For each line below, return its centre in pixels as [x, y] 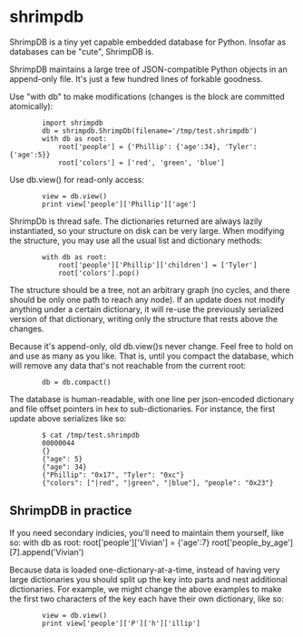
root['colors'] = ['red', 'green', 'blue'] [141, 162]
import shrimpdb [73, 123]
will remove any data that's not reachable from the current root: [128, 365]
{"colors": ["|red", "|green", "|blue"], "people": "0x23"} [158, 483]
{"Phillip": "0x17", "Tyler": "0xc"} [113, 475]
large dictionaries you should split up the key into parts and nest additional [148, 579]
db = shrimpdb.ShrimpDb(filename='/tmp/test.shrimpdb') [150, 131]
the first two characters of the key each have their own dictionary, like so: [147, 599]
